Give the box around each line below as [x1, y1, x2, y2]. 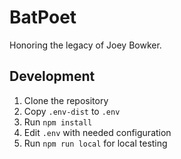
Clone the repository [23, 94, 109, 106]
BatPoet [9, 6, 77, 29]
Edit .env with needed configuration [23, 126, 172, 138]
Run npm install [23, 116, 93, 128]
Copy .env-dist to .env [23, 105, 121, 117]
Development [9, 68, 96, 85]
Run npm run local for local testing [23, 137, 168, 149]
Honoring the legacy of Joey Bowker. [9, 39, 162, 51]
